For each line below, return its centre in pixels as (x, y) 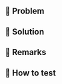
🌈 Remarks (26, 52)
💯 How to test (30, 73)
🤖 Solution (25, 32)
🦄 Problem (25, 11)
